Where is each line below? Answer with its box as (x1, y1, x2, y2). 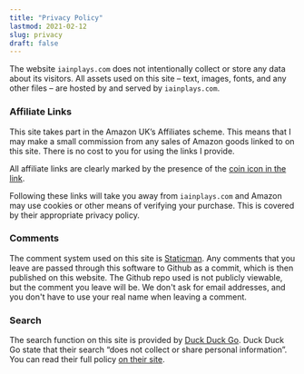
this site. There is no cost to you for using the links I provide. (9, 145, 235, 156)
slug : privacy (9, 30, 64, 39)
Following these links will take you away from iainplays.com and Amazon (9, 190, 283, 201)
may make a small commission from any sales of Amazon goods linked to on (9, 135, 295, 146)
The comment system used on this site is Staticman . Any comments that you (9, 252, 296, 263)
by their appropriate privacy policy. (9, 210, 141, 221)
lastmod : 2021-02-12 (9, 22, 88, 31)
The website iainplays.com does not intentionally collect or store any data (9, 64, 286, 74)
